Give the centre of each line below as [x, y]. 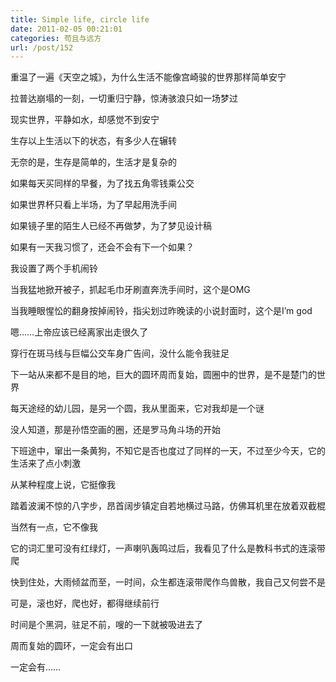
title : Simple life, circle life [80, 19]
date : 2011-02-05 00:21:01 [66, 29]
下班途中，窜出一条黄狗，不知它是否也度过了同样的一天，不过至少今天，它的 [168, 451]
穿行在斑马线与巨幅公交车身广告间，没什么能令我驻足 [120, 353]
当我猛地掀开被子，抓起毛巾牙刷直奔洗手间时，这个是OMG [130, 290]
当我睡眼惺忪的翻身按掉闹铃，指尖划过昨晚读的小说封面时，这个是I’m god [161, 311]
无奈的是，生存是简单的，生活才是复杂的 [93, 162]
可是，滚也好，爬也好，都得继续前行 [85, 603]
